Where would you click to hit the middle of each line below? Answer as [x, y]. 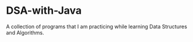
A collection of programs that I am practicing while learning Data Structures [97, 26]
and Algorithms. [25, 32]
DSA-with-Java [44, 11]
